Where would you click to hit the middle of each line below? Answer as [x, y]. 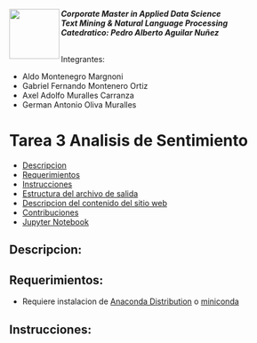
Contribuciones [50, 212]
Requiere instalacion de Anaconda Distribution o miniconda [131, 301]
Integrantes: [83, 59]
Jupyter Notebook [55, 221]
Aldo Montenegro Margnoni [72, 76]
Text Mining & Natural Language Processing [145, 23]
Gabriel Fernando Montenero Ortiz [85, 86]
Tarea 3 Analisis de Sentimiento [129, 141]
